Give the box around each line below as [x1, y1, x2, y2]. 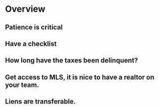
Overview [5, 3, 46, 15]
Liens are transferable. [5, 97, 76, 106]
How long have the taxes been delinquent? [5, 56, 138, 65]
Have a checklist [5, 39, 57, 48]
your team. [5, 81, 39, 89]
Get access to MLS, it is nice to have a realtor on [5, 73, 155, 82]
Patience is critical [5, 23, 63, 31]
